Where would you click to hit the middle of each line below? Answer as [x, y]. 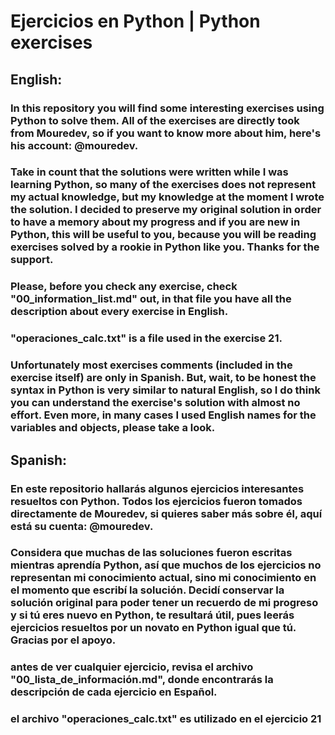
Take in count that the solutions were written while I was [149, 172]
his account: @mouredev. [74, 145]
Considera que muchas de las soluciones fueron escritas [151, 553]
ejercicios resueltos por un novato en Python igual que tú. [153, 628]
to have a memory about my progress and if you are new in [155, 222]
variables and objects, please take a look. [113, 428]
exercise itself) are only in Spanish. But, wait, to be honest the [163, 378]
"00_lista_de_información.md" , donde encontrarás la [142, 680]
